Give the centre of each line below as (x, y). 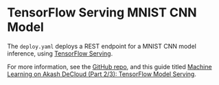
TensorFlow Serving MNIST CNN (102, 13)
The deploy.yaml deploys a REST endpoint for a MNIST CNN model (102, 46)
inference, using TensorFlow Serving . (60, 53)
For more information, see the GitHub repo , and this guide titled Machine (109, 66)
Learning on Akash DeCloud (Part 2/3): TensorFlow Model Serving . (102, 74)
